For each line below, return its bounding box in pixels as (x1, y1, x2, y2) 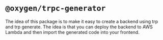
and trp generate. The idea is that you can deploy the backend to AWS (5, 24, 153, 30)
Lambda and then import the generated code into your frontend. (5, 29, 140, 35)
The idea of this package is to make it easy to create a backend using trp (5, 18, 158, 24)
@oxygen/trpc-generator (5, 4, 106, 13)
